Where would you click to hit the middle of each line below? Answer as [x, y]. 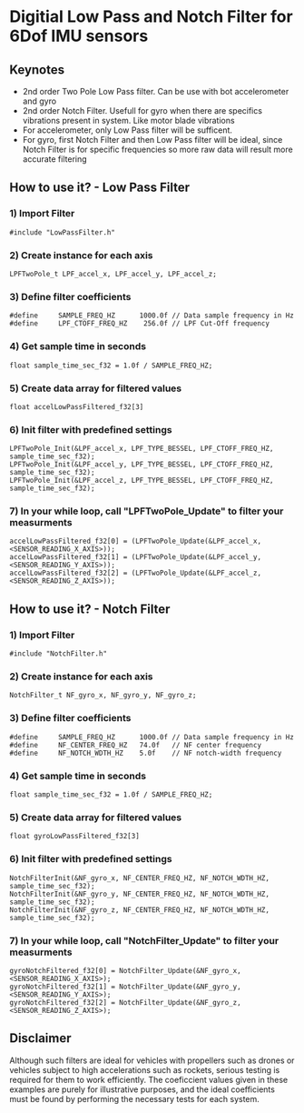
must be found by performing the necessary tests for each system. [135, 1098]
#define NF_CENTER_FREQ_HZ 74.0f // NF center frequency [135, 745]
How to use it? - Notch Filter [90, 609]
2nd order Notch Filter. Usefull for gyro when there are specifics [142, 110]
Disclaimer [40, 1038]
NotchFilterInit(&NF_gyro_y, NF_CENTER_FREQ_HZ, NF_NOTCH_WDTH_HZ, [140, 894]
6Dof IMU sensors [79, 36]
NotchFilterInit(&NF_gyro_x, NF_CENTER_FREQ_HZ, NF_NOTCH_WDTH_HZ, [140, 878]
